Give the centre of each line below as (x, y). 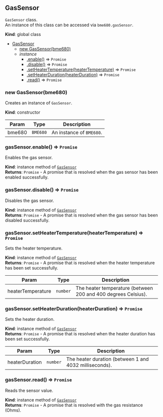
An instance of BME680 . (77, 133)
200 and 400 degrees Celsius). (111, 294)
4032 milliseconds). (89, 365)
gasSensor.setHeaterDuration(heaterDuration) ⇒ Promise (74, 309)
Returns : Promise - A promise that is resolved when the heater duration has (80, 334)
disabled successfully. (27, 220)
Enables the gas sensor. (29, 158)
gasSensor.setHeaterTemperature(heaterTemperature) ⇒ (74, 233)
